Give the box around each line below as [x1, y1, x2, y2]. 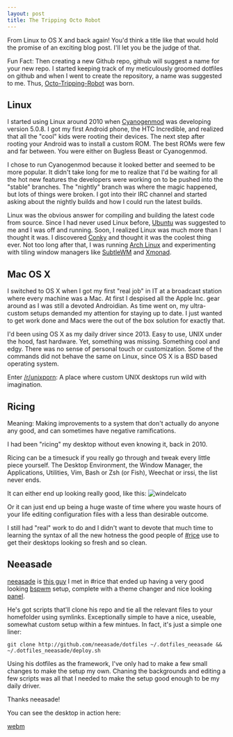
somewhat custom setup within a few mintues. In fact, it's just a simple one [7, 620, 223, 628]
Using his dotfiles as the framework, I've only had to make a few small [7, 659, 207, 667]
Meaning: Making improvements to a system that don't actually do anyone [7, 419, 219, 427]
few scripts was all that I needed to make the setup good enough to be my [7, 674, 220, 683]
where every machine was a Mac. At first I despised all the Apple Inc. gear [7, 294, 220, 303]
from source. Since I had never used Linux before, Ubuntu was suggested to [7, 219, 226, 227]
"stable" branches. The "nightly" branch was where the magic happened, [7, 183, 218, 192]
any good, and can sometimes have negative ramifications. [7, 426, 177, 435]
